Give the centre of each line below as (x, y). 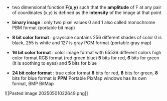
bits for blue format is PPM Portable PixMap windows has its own (79, 78)
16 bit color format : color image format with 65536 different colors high (87, 53)
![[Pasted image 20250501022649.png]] (46, 93)
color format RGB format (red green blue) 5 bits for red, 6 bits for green (86, 58)
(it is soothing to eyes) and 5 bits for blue (54, 63)
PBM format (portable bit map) (44, 28)
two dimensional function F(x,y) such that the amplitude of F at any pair (87, 7)
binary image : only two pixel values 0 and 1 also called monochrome (83, 22)
